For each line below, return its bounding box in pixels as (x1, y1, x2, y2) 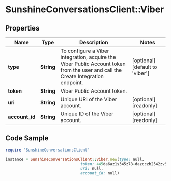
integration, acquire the (60, 54, 116, 61)
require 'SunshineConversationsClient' (5, 147, 90, 153)
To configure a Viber (60, 47, 109, 54)
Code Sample (5, 134, 49, 143)
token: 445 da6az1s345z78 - (80, 161, 136, 166)
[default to (132, 64, 157, 70)
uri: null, (80, 166, 103, 171)
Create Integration (60, 73, 104, 80)
